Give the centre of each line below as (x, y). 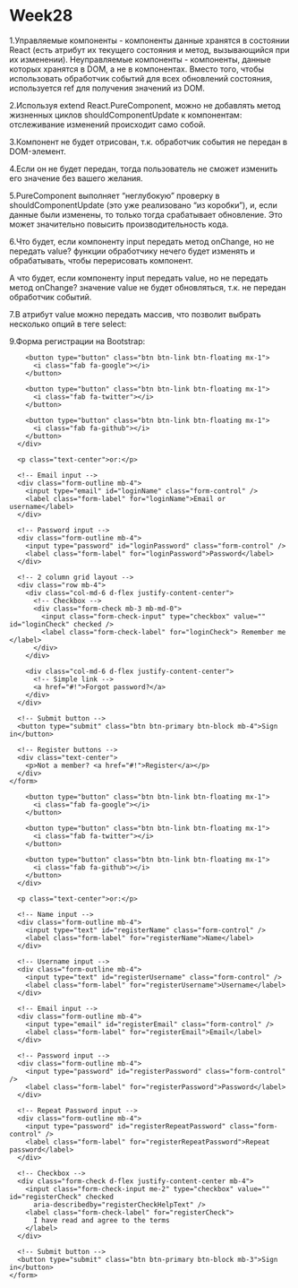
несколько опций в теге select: (68, 324)
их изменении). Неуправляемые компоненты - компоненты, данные (140, 59)
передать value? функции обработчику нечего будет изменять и (132, 251)
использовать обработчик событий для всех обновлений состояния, (141, 78)
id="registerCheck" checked (62, 1197)
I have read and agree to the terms (101, 1220)
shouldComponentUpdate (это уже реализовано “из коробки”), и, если (143, 205)
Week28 (41, 16)
